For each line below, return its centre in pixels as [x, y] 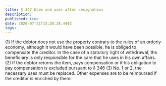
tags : [11, 28]
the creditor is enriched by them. [38, 79]
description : [19, 14]
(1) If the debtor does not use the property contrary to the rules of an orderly [83, 42]
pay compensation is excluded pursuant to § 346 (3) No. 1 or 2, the [74, 68]
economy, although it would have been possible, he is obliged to [71, 47]
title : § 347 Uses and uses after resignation [54, 10]
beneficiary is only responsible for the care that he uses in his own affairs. [81, 57]
